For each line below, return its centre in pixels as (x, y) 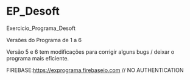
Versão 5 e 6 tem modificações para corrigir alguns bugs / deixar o (90, 52)
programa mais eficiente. (37, 58)
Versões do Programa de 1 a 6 (44, 40)
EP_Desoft (33, 11)
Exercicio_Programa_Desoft (41, 28)
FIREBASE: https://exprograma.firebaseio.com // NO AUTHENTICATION (95, 70)
